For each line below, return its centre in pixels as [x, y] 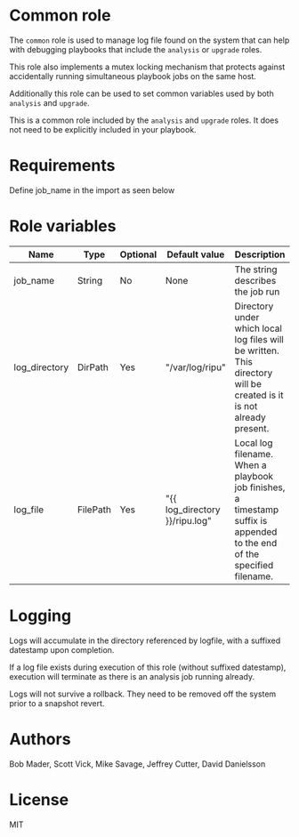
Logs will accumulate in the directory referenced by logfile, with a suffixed [145, 640]
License [39, 799]
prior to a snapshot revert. [57, 703]
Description [260, 254]
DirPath [93, 367]
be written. [257, 350]
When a [251, 465]
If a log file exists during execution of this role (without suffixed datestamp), [148, 667]
